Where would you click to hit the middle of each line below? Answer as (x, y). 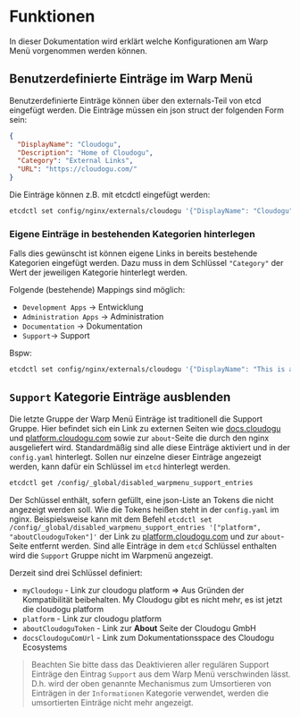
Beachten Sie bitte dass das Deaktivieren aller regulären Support (150, 664)
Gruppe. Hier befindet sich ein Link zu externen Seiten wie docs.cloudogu (145, 428)
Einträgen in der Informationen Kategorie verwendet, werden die (150, 693)
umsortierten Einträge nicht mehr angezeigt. (112, 702)
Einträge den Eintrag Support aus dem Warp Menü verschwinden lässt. (161, 674)
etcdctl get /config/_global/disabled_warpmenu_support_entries (131, 482)
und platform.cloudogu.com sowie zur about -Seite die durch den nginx (139, 438)
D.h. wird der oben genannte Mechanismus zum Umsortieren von (151, 683)
